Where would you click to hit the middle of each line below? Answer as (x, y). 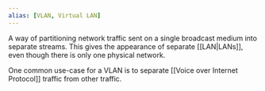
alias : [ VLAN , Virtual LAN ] (55, 15)
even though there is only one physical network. (87, 55)
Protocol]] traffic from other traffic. (65, 78)
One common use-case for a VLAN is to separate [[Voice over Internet (123, 70)
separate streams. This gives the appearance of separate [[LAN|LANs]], (126, 46)
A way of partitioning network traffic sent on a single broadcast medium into (133, 38)
